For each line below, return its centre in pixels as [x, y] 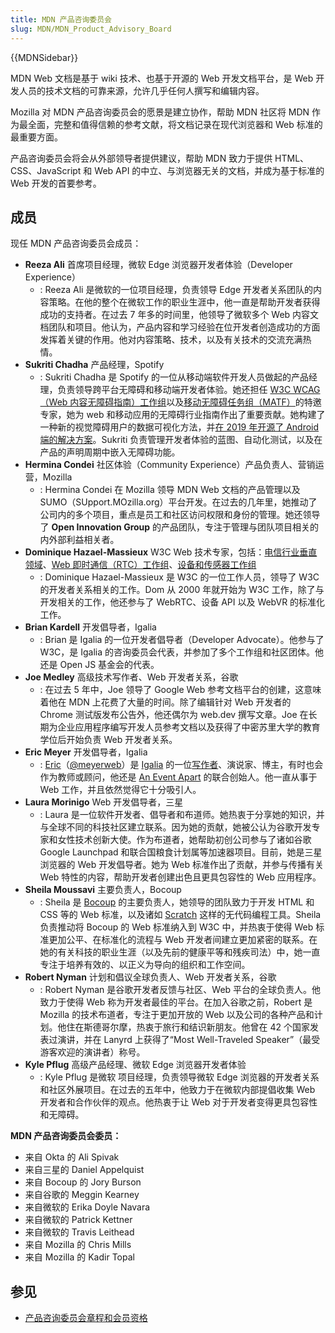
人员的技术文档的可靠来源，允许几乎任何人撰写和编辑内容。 [141, 90]
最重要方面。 [36, 137]
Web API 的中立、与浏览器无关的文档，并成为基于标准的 [209, 170]
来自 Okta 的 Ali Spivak [72, 1157]
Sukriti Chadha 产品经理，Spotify [94, 365]
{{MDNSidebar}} [44, 57]
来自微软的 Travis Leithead [79, 1232]
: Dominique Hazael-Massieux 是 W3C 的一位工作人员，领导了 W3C [179, 577]
